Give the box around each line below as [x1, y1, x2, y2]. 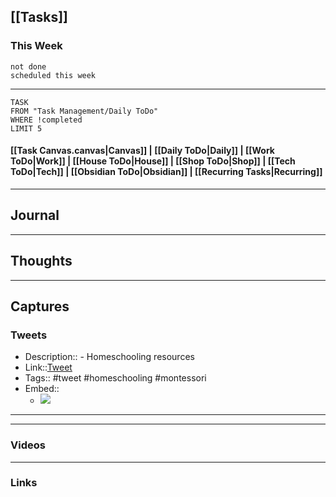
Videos [10, 438, 46, 452]
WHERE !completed [10, 115, 83, 125]
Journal [10, 207, 60, 224]
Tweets [10, 328, 48, 342]
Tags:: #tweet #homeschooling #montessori [24, 372, 207, 384]
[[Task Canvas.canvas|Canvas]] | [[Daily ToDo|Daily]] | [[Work [10, 145, 275, 157]
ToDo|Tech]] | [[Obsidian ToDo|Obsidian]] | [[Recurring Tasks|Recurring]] [10, 166, 323, 178]
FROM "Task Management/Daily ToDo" [10, 106, 159, 116]
